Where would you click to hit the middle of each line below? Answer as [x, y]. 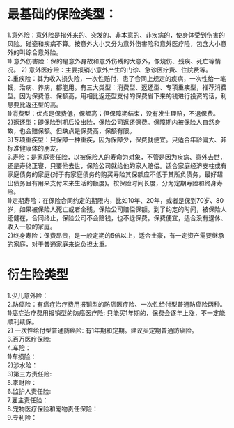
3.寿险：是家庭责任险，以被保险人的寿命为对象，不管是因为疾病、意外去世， [117, 157]
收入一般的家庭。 [32, 227]
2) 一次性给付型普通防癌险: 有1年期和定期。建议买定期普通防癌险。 [103, 330]
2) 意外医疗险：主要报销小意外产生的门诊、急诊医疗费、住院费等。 [116, 70]
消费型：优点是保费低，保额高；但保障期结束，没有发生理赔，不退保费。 [115, 113]
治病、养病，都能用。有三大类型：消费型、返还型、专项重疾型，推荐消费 [123, 87]
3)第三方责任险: [30, 374]
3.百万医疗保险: [29, 339]
